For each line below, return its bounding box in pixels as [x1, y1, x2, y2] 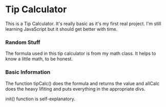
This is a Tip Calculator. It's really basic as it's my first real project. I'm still [5, 20, 161, 27]
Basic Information [5, 69, 51, 76]
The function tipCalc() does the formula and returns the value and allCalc [5, 80, 160, 87]
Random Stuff [5, 38, 40, 46]
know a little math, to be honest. [5, 56, 73, 62]
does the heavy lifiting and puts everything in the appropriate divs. [5, 85, 146, 92]
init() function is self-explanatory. [5, 96, 76, 102]
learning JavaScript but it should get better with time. [5, 26, 118, 32]
